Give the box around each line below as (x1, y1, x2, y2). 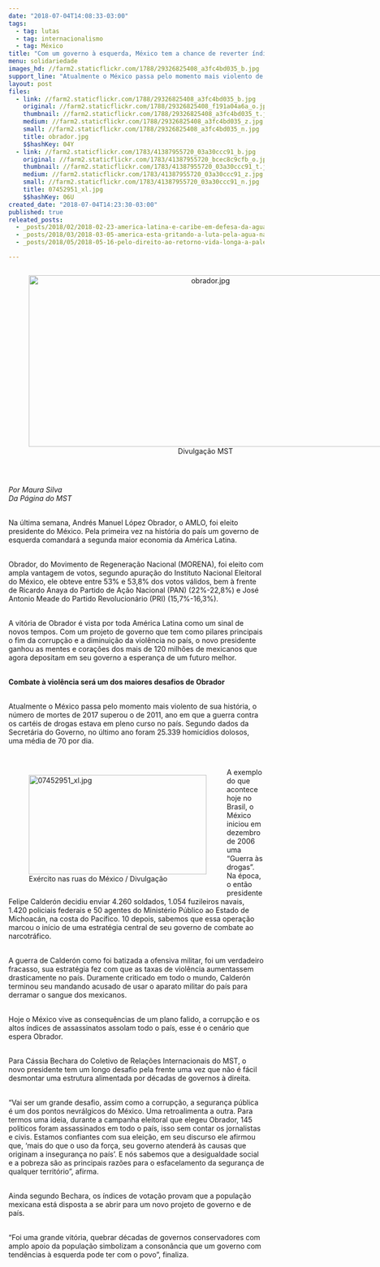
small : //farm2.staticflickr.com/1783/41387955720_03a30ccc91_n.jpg (23, 178, 260, 187)
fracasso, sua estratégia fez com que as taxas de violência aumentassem (8, 963, 254, 974)
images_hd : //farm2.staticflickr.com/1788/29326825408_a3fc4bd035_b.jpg (8, 65, 260, 73)
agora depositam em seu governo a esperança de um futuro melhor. (8, 653, 237, 662)
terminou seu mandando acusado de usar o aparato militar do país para (8, 981, 248, 991)
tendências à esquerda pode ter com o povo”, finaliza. (8, 1249, 189, 1259)
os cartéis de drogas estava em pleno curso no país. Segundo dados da (8, 718, 249, 728)
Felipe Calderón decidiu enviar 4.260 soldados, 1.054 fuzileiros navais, (8, 896, 245, 906)
